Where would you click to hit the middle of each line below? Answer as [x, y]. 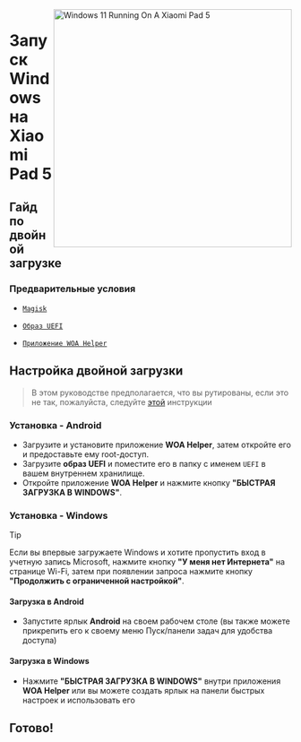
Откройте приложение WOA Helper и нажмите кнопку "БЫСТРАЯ [149, 482]
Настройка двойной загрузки [96, 371]
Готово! [31, 728]
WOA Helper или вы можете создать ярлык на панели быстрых [143, 690]
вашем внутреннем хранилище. [83, 473]
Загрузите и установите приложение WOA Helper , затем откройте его [156, 444]
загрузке [36, 263]
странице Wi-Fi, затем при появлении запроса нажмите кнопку [131, 572]
